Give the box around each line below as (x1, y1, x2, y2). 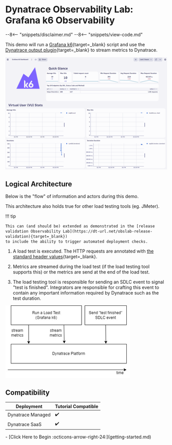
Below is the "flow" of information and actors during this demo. (5, 194, 139, 200)
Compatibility (5, 388, 50, 397)
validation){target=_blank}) (5, 234, 68, 239)
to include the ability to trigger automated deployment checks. (5, 239, 148, 244)
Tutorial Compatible (54, 403, 99, 409)
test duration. (12, 295, 41, 301)
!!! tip (5, 213, 16, 219)
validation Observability (5, 229, 61, 234)
